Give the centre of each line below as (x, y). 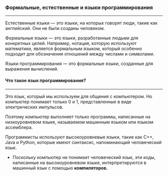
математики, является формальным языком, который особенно (74, 48)
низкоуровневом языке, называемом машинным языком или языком (79, 122)
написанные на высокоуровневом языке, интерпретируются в (79, 162)
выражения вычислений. (32, 69)
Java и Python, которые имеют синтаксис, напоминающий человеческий (83, 142)
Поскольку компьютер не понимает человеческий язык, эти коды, (84, 157)
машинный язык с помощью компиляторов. (60, 168)
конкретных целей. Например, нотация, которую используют (71, 43)
